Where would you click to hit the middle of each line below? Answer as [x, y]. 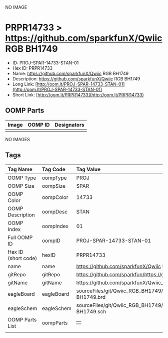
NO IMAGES [17, 139]
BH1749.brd [91, 297]
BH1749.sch [91, 311]
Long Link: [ [25, 84]
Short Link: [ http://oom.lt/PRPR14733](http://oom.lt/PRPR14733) [78, 94]
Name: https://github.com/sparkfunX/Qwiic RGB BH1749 [70, 73]
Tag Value [88, 169]
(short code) [22, 258]
